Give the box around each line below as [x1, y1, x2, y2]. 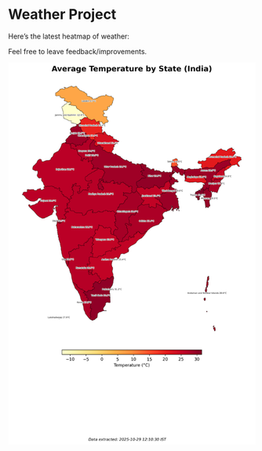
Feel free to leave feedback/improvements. [8, 46, 147, 56]
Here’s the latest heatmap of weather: [8, 31, 129, 41]
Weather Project [8, 5, 117, 24]
